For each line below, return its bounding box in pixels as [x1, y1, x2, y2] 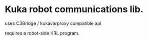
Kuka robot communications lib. [5, 4, 144, 15]
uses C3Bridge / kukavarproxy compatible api [5, 20, 101, 26]
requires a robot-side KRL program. [5, 30, 80, 36]
